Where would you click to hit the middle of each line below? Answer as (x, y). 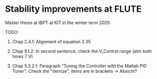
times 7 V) (23, 56)
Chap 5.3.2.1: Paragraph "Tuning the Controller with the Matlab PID (79, 66)
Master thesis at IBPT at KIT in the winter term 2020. (58, 23)
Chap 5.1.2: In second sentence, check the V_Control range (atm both (82, 51)
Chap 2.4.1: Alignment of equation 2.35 (51, 41)
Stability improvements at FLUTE (73, 9)
